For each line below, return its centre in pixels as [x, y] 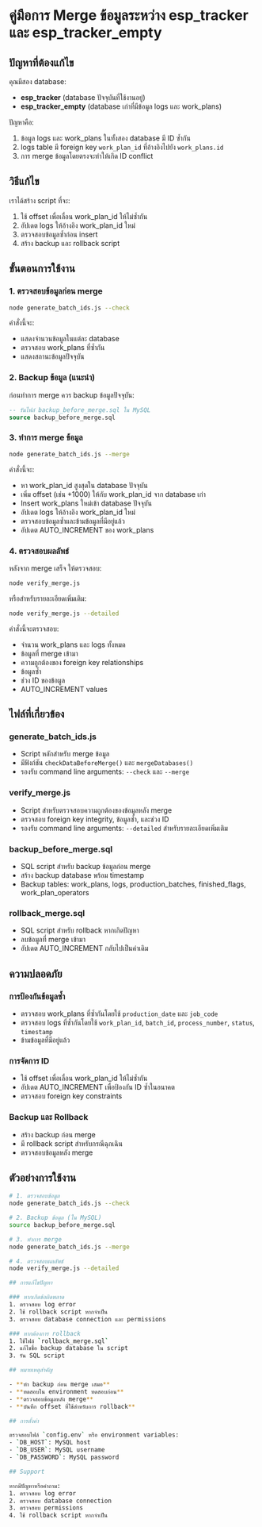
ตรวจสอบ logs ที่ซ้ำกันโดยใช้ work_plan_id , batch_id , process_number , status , [138, 1022]
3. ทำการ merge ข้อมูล [46, 437]
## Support [27, 1471]
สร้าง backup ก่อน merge [58, 1134]
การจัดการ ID [29, 1060]
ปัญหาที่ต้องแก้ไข [42, 62]
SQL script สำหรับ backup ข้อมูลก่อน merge [85, 866]
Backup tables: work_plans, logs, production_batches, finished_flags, [133, 884]
